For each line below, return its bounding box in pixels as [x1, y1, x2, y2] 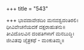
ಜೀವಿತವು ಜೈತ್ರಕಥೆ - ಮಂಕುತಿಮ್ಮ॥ [6, 37, 65, 43]
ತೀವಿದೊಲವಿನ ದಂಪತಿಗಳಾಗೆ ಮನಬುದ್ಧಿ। [6, 30, 75, 37]
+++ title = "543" [6, 5, 49, 12]
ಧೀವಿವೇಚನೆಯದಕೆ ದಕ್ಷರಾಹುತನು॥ [6, 23, 66, 30]
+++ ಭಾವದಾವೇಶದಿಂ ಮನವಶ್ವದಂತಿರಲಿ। [6, 17, 79, 23]
